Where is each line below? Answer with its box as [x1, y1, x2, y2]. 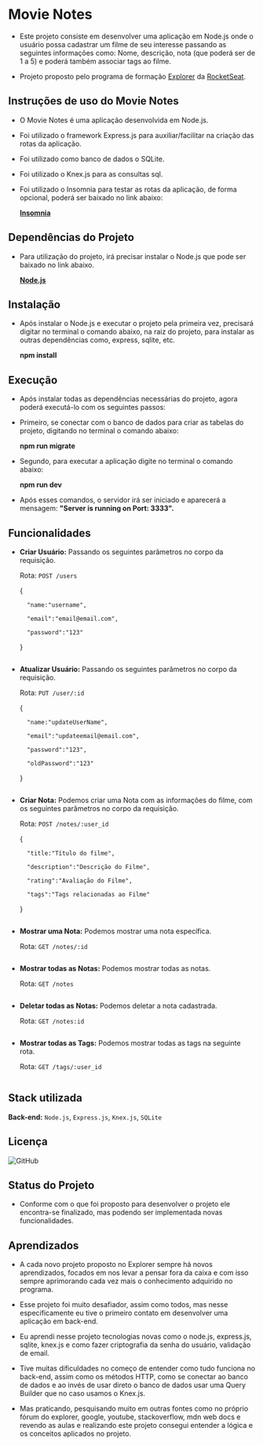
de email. [19, 1349, 49, 1358]
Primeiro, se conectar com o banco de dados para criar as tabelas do [19, 418, 244, 427]
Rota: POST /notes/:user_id [19, 819, 109, 828]
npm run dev [19, 480, 63, 490]
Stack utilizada [8, 1091, 82, 1105]
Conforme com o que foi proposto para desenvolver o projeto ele [19, 1200, 230, 1209]
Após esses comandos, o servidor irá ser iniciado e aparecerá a [19, 495, 226, 505]
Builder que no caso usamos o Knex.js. [19, 1389, 146, 1398]
